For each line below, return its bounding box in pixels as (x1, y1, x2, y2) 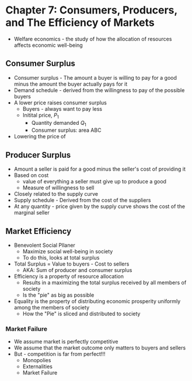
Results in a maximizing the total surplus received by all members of (22, 279, 187, 286)
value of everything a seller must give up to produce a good (22, 178, 167, 185)
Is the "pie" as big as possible (22, 291, 95, 298)
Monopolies (22, 357, 51, 364)
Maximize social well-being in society (22, 247, 113, 255)
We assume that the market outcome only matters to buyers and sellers (13, 344, 186, 352)
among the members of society (13, 304, 90, 311)
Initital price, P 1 (22, 111, 60, 120)
